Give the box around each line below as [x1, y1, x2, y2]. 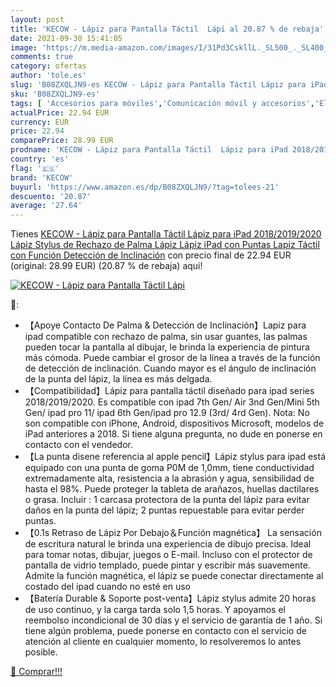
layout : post [10, 14, 65, 25]
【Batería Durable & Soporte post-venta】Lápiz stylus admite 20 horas [24, 592, 317, 605]
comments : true [10, 52, 74, 62]
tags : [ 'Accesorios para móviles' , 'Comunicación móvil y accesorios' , [10, 98, 315, 108]
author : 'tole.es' [10, 71, 87, 81]
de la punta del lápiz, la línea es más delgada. [24, 373, 213, 385]
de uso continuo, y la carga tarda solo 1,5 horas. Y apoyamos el [24, 604, 286, 616]
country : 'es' [10, 154, 70, 164]
